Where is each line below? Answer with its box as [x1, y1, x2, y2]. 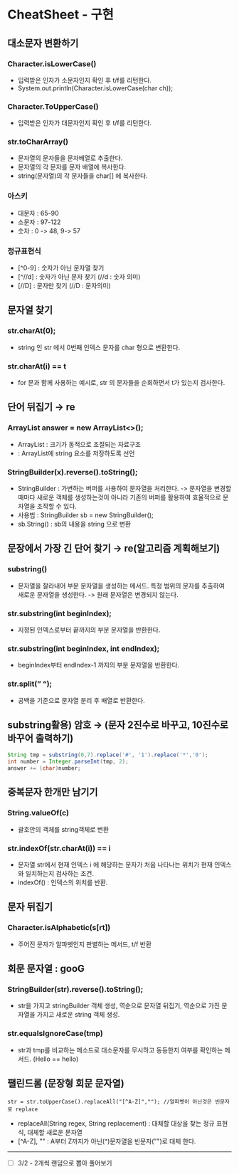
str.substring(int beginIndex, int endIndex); [7, 643, 160, 653]
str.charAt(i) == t [7, 361, 67, 371]
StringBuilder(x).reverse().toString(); [7, 467, 138, 477]
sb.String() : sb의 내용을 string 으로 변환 [17, 520, 132, 529]
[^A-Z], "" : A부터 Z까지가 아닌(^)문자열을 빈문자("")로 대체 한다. [17, 1136, 196, 1146]
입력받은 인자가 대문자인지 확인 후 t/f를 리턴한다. [17, 119, 152, 127]
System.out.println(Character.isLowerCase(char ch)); [17, 83, 173, 92]
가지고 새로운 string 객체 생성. [36, 1010, 120, 1019]
